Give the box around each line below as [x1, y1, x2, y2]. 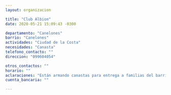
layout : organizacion [5, 7, 51, 13]
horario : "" [5, 68, 31, 73]
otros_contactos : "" [5, 63, 49, 69]
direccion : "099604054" [5, 54, 56, 59]
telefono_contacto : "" [5, 49, 53, 54]
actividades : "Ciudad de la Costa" [5, 40, 81, 45]
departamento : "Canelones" [5, 30, 63, 36]
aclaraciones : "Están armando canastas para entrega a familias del [5, 73, 154, 78]
